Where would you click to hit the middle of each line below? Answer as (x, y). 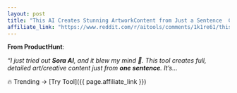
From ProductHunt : (36, 47)
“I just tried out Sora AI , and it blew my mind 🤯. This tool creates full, (107, 61)
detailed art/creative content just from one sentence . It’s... (92, 68)
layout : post (26, 14)
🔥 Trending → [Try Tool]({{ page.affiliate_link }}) (77, 82)
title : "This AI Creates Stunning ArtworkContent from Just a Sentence (115, 20)
